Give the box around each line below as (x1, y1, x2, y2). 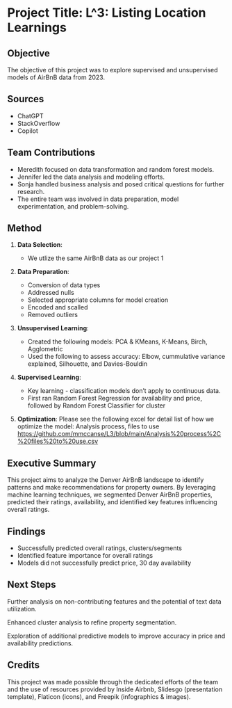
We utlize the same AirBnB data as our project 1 (27, 254, 164, 262)
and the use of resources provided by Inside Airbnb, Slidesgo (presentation (7, 685, 223, 693)
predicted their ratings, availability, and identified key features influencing (7, 498, 217, 506)
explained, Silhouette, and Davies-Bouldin (27, 360, 148, 368)
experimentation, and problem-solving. (17, 202, 129, 210)
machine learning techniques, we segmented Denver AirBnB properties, (7, 490, 213, 499)
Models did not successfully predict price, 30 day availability (17, 558, 192, 568)
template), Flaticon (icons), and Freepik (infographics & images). (7, 692, 191, 700)
